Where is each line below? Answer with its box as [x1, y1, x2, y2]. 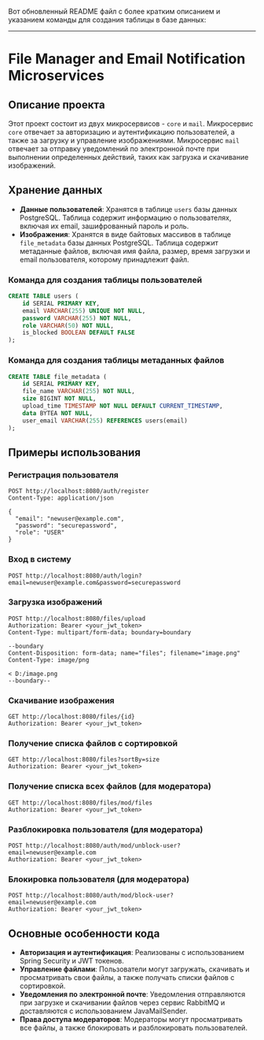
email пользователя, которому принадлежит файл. [19, 254, 190, 264]
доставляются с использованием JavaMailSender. [19, 1006, 188, 1016]
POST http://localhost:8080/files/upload [8, 615, 146, 622]
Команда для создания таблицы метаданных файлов [8, 355, 225, 366]
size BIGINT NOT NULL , [22, 395, 97, 403]
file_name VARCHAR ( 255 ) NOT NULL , [22, 388, 135, 396]
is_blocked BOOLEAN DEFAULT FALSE [22, 329, 135, 337]
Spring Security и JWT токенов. [19, 956, 124, 966]
